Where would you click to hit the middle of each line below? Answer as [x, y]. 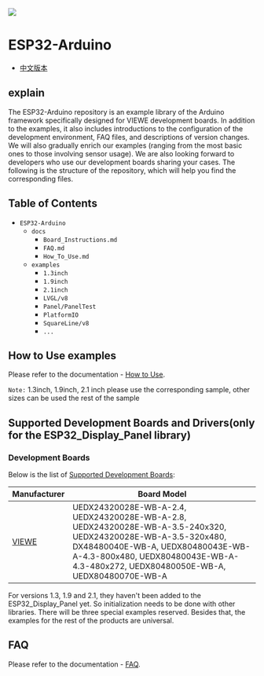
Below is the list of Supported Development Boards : [92, 475]
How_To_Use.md [66, 256]
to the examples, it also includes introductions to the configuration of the [126, 128]
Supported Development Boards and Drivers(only [132, 422]
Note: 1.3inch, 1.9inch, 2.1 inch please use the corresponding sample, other [129, 390]
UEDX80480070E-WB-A [119, 576]
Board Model [162, 494]
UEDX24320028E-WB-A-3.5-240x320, [149, 527]
